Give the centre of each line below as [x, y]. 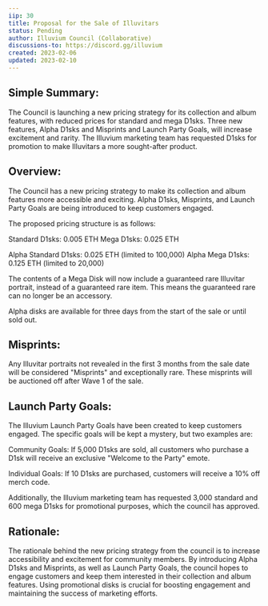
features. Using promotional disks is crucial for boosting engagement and [129, 584]
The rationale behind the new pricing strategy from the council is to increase [134, 551]
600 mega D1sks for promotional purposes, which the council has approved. [134, 507]
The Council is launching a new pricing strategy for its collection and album [132, 112]
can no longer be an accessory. [60, 295]
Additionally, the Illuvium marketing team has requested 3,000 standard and [133, 498]
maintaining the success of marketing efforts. [83, 593]
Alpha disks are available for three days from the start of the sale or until [127, 311]
